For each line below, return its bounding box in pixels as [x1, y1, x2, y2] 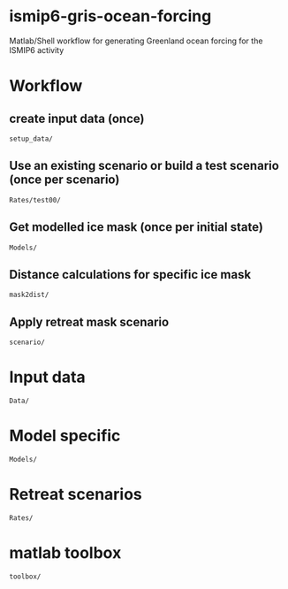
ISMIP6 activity [9, 44, 64, 55]
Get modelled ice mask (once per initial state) [9, 219, 263, 235]
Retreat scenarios [9, 485, 143, 505]
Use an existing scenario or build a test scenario [9, 158, 280, 173]
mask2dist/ [9, 290, 49, 300]
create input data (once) [9, 111, 145, 126]
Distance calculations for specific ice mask [9, 267, 252, 282]
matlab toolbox [9, 543, 122, 563]
